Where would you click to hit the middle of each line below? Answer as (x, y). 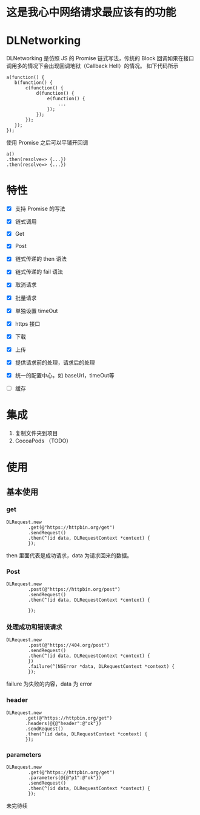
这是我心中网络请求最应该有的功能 (92, 12)
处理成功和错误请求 (34, 627)
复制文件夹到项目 (36, 433)
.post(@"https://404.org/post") (69, 645)
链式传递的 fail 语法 (39, 272)
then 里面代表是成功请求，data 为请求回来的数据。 (69, 555)
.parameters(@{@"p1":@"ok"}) (65, 778)
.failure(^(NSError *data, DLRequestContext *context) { (101, 667)
